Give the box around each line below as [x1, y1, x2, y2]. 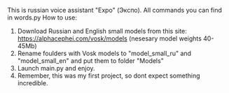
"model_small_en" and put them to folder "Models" [17, 57, 165, 65]
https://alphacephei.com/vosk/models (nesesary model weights [17, 34, 202, 43]
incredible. [17, 79, 48, 87]
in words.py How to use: [7, 13, 77, 22]
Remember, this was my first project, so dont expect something [17, 71, 201, 80]
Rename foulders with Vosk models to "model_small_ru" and [17, 49, 191, 57]
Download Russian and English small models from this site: [17, 27, 188, 35]
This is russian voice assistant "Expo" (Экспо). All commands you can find [7, 6, 222, 14]
